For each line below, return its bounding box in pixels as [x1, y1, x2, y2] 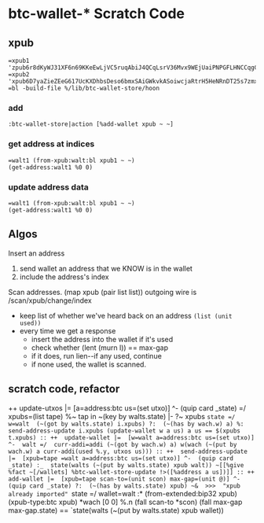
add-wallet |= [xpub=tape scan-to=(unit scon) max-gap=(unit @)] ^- [8, 475, 241, 483]
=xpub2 [8, 71, 30, 79]
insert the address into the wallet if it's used [31, 334, 174, 344]
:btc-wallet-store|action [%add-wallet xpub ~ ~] [8, 120, 174, 128]
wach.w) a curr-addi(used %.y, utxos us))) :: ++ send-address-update [8, 447, 247, 455]
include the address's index [19, 272, 109, 282]
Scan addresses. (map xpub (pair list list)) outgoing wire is [8, 287, 197, 296]
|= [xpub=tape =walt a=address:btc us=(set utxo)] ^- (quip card [8, 454, 234, 462]
